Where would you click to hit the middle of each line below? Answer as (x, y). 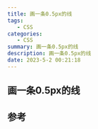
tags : (15, 21)
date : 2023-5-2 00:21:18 (44, 60)
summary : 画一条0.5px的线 (43, 47)
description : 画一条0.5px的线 (49, 54)
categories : (25, 34)
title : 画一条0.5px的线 (40, 14)
